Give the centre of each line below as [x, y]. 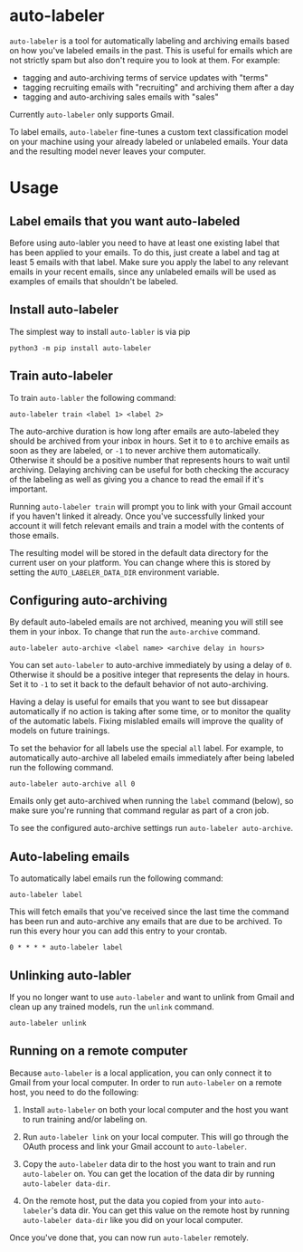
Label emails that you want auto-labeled [125, 221]
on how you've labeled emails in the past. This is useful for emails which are [151, 50]
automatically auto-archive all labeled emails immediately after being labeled [152, 758]
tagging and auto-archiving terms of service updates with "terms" [145, 77]
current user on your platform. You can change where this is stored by [140, 562]
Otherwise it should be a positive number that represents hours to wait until [150, 460]
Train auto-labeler [61, 376]
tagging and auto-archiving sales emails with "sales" [120, 97]
